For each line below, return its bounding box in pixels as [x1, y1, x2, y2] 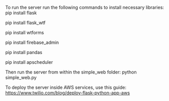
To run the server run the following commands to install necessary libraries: [5, 5, 164, 10]
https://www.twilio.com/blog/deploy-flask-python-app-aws [5, 90, 130, 96]
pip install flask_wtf [5, 20, 46, 26]
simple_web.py [5, 74, 37, 81]
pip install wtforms [5, 30, 44, 35]
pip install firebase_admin [5, 39, 59, 45]
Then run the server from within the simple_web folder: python [5, 69, 137, 75]
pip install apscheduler [5, 59, 53, 65]
